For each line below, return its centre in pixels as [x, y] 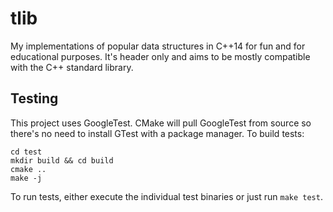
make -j [26, 178]
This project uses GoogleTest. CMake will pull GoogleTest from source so [161, 123]
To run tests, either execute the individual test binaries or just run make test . [166, 196]
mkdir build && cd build [62, 160]
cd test [26, 152]
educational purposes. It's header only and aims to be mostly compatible [160, 56]
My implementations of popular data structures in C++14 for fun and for [158, 46]
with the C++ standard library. [72, 67]
